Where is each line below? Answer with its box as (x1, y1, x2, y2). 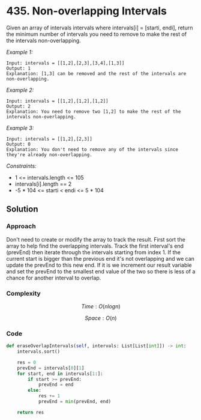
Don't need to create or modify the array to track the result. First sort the (6, 236, 186, 243)
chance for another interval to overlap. (6, 274, 101, 281)
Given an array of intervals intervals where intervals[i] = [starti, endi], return (6, 24, 193, 31)
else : (28, 388, 42, 394)
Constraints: (6, 162, 37, 169)
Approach (6, 222, 36, 231)
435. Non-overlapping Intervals (6, 4, 167, 18)
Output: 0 (6, 141, 31, 147)
